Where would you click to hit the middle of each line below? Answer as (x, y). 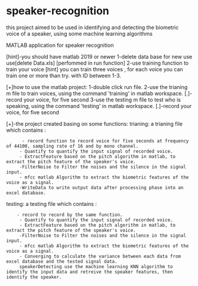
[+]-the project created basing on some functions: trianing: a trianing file (95, 123)
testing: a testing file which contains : (51, 204)
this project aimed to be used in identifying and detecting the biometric (92, 27)
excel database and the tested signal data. (62, 261)
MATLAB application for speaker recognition (60, 45)
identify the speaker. (34, 277)
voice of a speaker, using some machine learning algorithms (79, 33)
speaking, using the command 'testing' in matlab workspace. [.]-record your (99, 106)
